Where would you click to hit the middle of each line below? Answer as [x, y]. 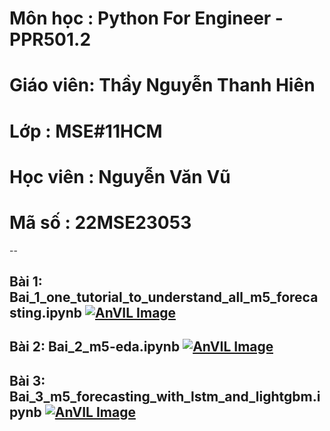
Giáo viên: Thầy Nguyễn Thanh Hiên [162, 85]
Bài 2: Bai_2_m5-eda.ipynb [95, 347]
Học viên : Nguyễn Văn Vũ [120, 176]
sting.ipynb [46, 313]
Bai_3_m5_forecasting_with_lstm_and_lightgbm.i [165, 396]
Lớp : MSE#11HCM [86, 131]
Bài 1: [26, 282]
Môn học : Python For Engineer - [146, 18]
